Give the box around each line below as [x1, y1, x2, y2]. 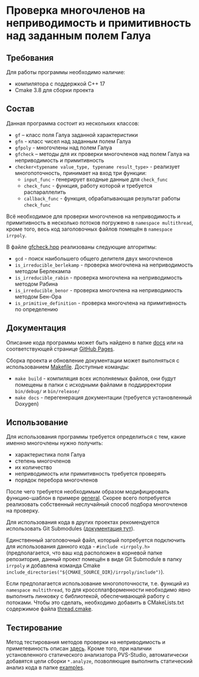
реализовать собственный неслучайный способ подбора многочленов [6, 501, 188, 508]
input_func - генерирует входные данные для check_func [23, 176, 168, 183]
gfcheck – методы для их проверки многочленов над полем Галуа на [14, 150, 190, 157]
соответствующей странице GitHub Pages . [6, 345, 115, 353]
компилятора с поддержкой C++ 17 [14, 80, 105, 87]
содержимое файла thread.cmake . [6, 605, 94, 612]
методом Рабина [14, 280, 58, 287]
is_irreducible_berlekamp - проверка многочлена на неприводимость [14, 261, 194, 268]
